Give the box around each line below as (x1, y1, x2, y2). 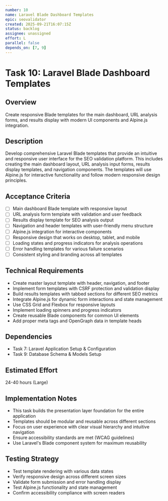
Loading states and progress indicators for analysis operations (12, 240, 143, 246)
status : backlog (5, 26, 39, 31)
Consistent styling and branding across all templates (12, 251, 122, 257)
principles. (5, 177, 27, 183)
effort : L (5, 36, 26, 41)
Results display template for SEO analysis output (12, 217, 114, 223)
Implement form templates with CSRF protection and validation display (12, 285, 159, 291)
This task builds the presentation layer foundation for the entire (12, 408, 144, 414)
